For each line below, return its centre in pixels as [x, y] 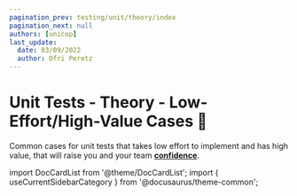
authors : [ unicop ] [43, 34]
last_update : [33, 42]
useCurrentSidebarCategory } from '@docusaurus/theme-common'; [134, 182]
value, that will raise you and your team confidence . [104, 155]
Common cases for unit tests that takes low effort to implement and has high [149, 145]
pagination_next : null [51, 26]
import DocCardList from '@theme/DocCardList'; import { [114, 172]
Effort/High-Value [76, 122]
